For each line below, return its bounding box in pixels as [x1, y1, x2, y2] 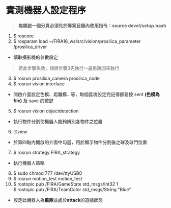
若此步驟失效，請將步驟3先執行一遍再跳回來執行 [18, 65, 120, 71]
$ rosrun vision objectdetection [13, 108, 79, 114]
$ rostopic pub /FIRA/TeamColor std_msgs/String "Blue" [13, 186, 131, 192]
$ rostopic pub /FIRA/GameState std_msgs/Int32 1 [13, 181, 119, 187]
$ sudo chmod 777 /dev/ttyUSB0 [13, 170, 82, 176]
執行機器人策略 [13, 159, 45, 166]
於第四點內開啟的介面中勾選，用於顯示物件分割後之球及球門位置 [13, 139, 147, 145]
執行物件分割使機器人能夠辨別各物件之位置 [13, 118, 103, 124]
